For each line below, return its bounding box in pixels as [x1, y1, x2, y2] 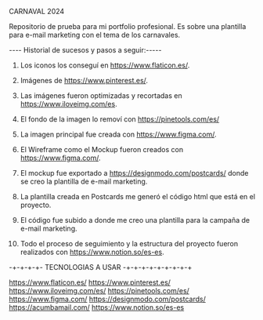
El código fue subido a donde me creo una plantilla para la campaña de [20, 216, 250, 224]
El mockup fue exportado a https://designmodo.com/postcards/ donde [20, 169, 249, 177]
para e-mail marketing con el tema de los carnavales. [9, 31, 181, 39]
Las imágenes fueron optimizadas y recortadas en [20, 91, 182, 100]
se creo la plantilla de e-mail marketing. [20, 176, 148, 186]
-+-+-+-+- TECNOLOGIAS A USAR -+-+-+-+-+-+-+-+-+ [9, 263, 193, 271]
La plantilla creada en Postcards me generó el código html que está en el [20, 192, 256, 201]
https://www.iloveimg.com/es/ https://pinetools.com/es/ [9, 286, 190, 295]
